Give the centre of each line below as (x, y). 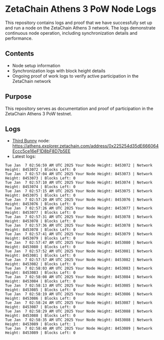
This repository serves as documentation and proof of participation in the (79, 108)
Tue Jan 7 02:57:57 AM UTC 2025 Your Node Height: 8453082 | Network (79, 260)
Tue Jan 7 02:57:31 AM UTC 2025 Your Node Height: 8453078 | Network (79, 217)
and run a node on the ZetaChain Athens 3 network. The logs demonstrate (80, 27)
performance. (19, 38)
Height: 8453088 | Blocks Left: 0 (41, 316)
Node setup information (36, 65)
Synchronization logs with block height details (59, 71)
